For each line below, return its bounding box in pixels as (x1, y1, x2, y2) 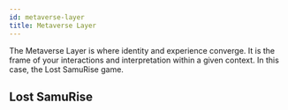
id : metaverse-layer (9, 12, 86, 22)
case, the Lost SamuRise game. (9, 63, 124, 75)
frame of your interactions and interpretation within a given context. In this (9, 55, 280, 65)
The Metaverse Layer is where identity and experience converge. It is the (9, 45, 276, 55)
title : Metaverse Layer (9, 21, 97, 30)
